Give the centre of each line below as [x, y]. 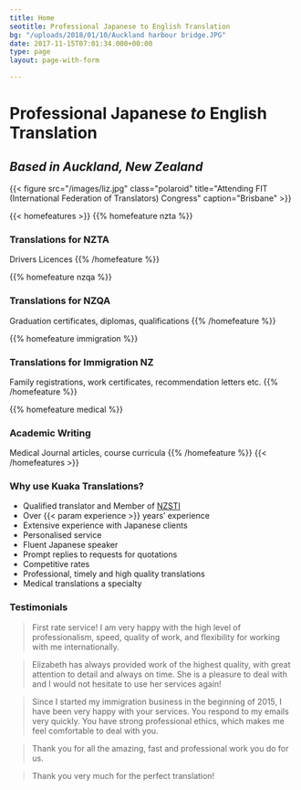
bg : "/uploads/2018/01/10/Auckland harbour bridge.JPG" [118, 35]
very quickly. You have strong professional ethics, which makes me [158, 721]
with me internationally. [76, 647]
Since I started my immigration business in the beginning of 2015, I [157, 701]
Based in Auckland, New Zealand [106, 167]
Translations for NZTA [59, 239]
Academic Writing [50, 433]
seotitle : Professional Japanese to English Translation [120, 26]
